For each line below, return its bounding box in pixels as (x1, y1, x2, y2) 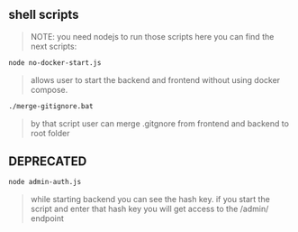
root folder (30, 127, 70, 138)
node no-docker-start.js (8, 58, 102, 67)
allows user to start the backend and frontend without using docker (30, 74, 281, 85)
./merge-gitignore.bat (8, 101, 94, 111)
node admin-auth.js (8, 178, 82, 187)
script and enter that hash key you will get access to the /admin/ (30, 203, 269, 215)
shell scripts (8, 7, 79, 23)
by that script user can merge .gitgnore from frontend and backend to (30, 117, 290, 129)
